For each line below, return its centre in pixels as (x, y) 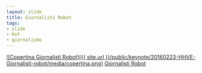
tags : (13, 23)
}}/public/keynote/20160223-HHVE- (150, 57)
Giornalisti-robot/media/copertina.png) (55, 63)
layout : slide (24, 12)
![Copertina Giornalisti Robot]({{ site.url (55, 57)
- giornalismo (24, 40)
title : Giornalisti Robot (39, 17)
